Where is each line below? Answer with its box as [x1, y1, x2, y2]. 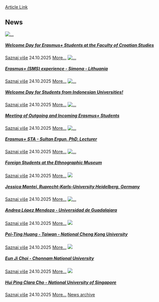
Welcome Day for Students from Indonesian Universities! [5, 89, 123, 95]
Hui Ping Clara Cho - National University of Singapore [5, 280, 117, 285]
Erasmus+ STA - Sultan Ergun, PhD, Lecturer [5, 136, 98, 142]
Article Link [5, 4, 28, 10]
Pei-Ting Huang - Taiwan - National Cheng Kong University [5, 231, 128, 237]
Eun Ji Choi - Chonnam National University [5, 256, 94, 262]
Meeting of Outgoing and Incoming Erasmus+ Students [5, 113, 119, 119]
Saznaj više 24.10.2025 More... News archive [5, 292, 95, 298]
